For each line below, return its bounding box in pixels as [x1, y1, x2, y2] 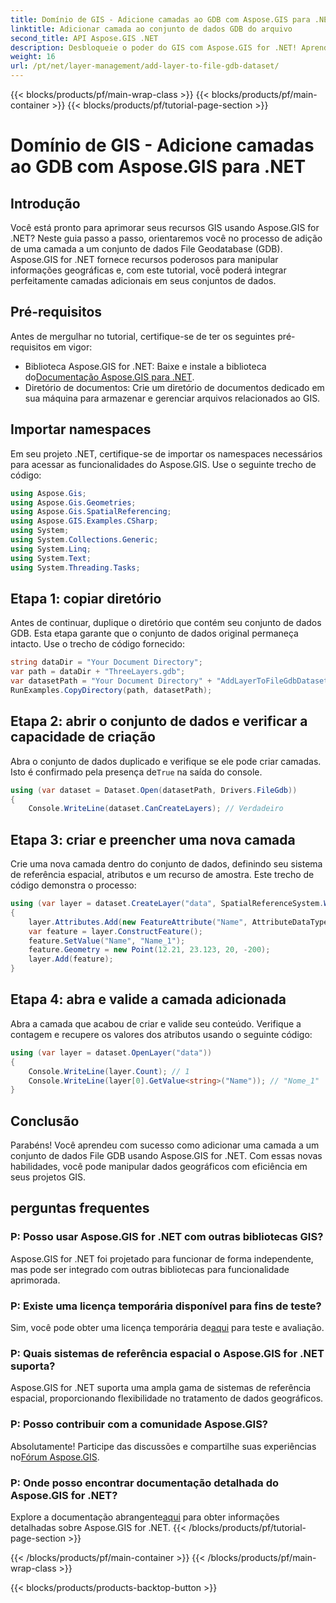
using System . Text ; [10, 553, 92, 563]
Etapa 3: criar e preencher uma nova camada [10, 831, 296, 848]
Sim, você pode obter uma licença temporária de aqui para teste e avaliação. [10, 1322, 325, 1334]
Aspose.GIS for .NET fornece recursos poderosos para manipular [10, 254, 279, 265]
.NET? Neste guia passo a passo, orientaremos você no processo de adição [10, 232, 323, 244]
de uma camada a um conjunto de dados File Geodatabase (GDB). [10, 243, 283, 255]
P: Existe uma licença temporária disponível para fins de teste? [10, 1299, 322, 1313]
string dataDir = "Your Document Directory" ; [10, 657, 203, 668]
